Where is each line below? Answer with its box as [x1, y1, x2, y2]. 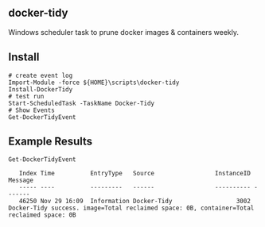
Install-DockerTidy [8, 85, 73, 94]
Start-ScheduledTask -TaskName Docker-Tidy [8, 99, 155, 107]
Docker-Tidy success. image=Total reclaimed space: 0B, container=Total [8, 204, 255, 213]
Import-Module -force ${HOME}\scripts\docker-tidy [8, 79, 180, 87]
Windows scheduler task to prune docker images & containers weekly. [8, 27, 239, 37]
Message [8, 176, 34, 185]
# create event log [8, 71, 73, 79]
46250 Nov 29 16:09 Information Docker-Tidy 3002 [18, 198, 251, 206]
